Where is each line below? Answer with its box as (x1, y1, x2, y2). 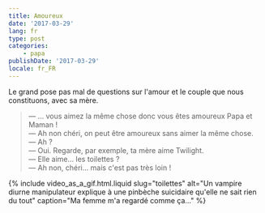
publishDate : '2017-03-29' (8, 58, 100, 66)
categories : (8, 42, 49, 50)
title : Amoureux (8, 11, 63, 20)
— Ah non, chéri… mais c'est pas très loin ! (28, 163, 172, 173)
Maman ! (28, 119, 58, 130)
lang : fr (8, 27, 38, 35)
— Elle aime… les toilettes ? (28, 154, 120, 164)
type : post (8, 34, 45, 43)
